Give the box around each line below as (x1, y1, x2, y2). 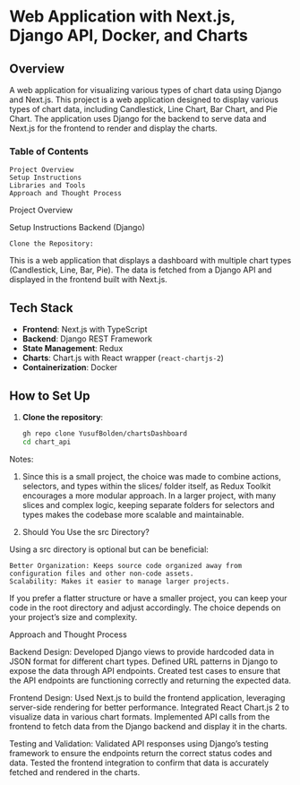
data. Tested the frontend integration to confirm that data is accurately (9, 757, 270, 768)
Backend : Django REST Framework (21, 333, 152, 344)
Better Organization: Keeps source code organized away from (9, 561, 243, 570)
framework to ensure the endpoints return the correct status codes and (9, 747, 273, 758)
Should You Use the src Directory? (21, 526, 150, 537)
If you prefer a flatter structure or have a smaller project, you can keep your (9, 592, 288, 603)
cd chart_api (21, 437, 72, 446)
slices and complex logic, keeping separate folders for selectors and (21, 499, 275, 510)
